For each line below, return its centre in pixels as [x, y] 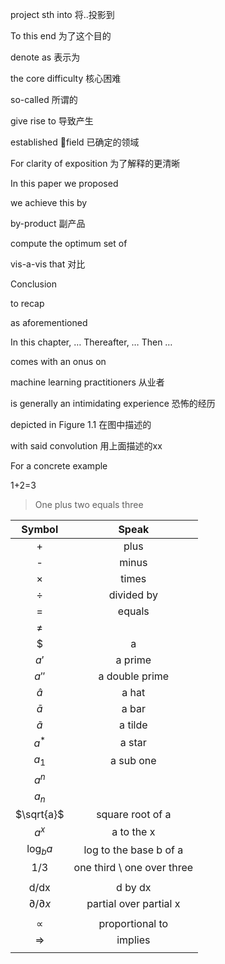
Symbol [40, 529]
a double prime [134, 676]
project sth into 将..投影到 [62, 14]
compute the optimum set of [69, 243]
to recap [27, 303]
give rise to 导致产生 [52, 121]
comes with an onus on [58, 361]
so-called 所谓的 [44, 99]
